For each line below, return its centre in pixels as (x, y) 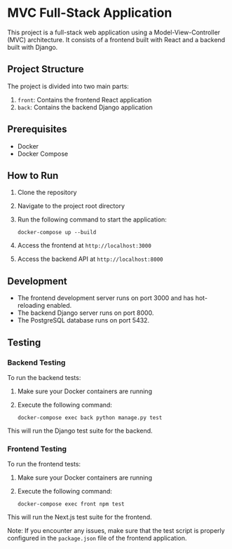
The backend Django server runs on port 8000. (86, 313)
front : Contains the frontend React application (84, 100)
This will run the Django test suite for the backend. (80, 431)
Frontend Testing (37, 449)
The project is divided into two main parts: (68, 86)
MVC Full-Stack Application (90, 13)
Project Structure (46, 69)
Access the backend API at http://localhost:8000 (90, 259)
